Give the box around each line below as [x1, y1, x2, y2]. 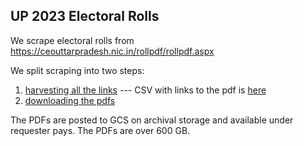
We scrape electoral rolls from [10, 34, 135, 46]
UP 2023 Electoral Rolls [10, 8, 160, 25]
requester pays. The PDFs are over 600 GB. [10, 124, 191, 136]
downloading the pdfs [24, 94, 116, 106]
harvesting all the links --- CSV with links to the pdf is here [24, 84, 267, 96]
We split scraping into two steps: [10, 64, 145, 76]
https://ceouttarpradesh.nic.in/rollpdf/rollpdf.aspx [10, 45, 215, 57]
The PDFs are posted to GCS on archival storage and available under [10, 114, 294, 126]
